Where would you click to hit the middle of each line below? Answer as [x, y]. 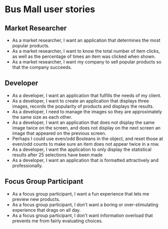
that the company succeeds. [42, 67]
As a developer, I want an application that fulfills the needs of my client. [87, 95]
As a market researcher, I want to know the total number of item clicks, [86, 51]
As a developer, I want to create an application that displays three [80, 101]
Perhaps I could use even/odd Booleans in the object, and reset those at [88, 139]
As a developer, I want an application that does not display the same [83, 122]
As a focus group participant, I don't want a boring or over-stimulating [85, 205]
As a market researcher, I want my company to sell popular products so [87, 62]
